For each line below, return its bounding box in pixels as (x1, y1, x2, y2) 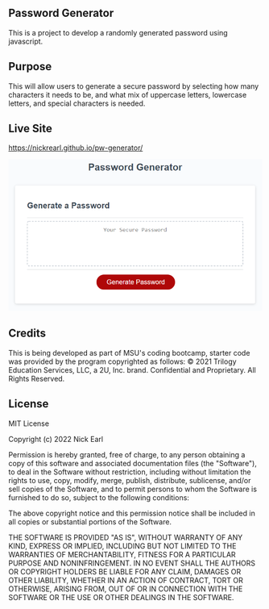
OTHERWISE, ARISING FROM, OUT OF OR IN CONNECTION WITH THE (8, 584, 243, 594)
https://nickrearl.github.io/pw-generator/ (8, 143, 143, 152)
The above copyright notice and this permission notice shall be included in (8, 508, 255, 518)
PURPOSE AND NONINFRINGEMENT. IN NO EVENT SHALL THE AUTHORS (8, 558, 256, 568)
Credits (8, 327, 47, 340)
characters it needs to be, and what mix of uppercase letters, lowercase (8, 90, 247, 99)
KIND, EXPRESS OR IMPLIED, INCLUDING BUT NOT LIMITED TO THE (8, 540, 237, 551)
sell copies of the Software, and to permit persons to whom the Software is (8, 484, 258, 494)
